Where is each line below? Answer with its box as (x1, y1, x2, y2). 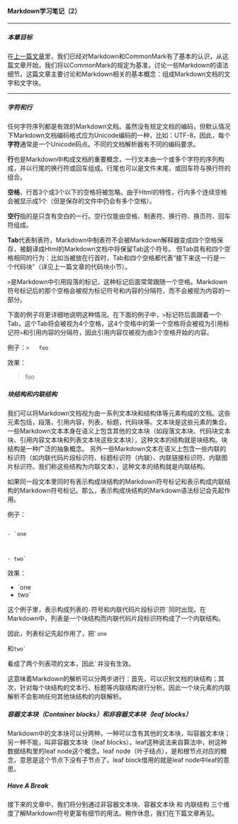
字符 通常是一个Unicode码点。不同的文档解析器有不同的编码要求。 (7, 140, 200, 148)
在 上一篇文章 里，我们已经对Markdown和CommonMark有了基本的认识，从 (7, 52, 223, 60)
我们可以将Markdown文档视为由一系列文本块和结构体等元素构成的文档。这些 (7, 409, 231, 418)
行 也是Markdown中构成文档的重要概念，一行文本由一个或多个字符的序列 (7, 155, 218, 163)
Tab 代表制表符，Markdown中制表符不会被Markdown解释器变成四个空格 (7, 236, 217, 244)
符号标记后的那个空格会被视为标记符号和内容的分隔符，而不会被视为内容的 (7, 286, 225, 295)
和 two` (7, 644, 27, 653)
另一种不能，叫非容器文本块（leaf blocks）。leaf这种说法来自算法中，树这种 (7, 738, 227, 747)
